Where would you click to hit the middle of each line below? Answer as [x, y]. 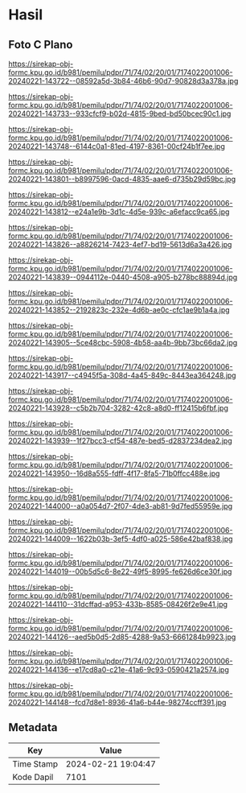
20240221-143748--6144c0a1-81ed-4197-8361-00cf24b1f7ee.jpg [117, 146]
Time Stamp [35, 764]
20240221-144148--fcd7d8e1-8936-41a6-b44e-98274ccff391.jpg [117, 702]
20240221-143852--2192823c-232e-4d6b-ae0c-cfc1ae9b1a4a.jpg [119, 310]
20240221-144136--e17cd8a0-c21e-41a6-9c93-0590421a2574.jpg [119, 669]
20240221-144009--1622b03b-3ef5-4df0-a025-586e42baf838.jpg [121, 539]
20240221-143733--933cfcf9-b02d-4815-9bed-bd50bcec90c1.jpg [120, 114]
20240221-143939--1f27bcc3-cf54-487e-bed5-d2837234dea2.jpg [121, 441]
